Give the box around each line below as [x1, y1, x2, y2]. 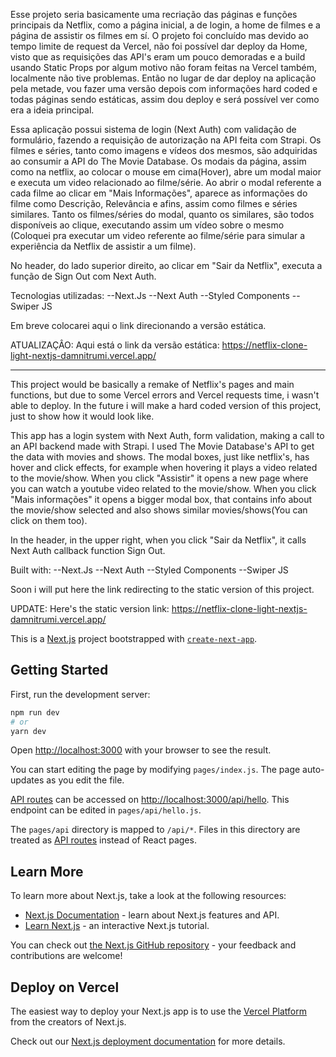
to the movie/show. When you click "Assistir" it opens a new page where [10, 472, 309, 484]
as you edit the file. [46, 774, 125, 786]
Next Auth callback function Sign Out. [10, 545, 166, 556]
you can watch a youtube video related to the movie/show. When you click [10, 483, 317, 494]
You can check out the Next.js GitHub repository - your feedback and [10, 939, 297, 951]
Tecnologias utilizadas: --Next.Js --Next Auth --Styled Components [10, 290, 290, 301]
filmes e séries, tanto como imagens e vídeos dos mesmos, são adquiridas [10, 145, 318, 156]
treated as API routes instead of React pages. [10, 834, 197, 846]
